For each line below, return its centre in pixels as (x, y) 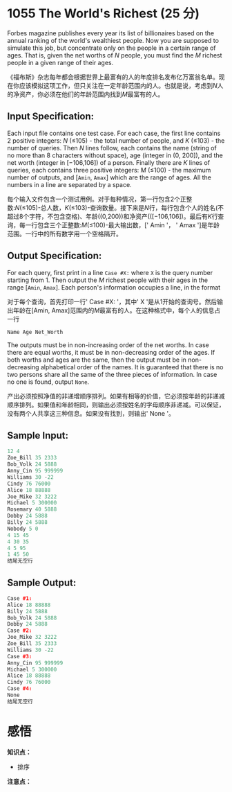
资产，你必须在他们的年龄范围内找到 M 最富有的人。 (91, 94)
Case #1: (20, 598)
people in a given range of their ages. (60, 62)
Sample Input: (38, 435)
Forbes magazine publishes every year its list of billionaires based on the (111, 33)
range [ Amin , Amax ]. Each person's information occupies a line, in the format (114, 287)
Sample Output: (42, 582)
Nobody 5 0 (23, 529)
